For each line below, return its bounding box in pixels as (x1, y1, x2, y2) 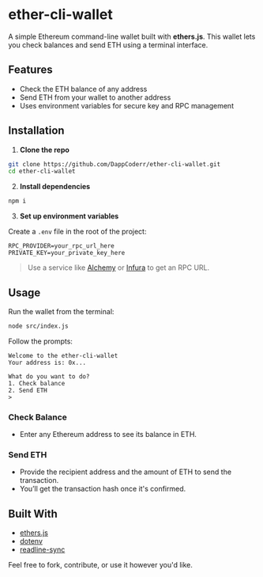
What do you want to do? (8, 372, 90, 381)
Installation (8, 124, 65, 138)
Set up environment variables (19, 211, 119, 221)
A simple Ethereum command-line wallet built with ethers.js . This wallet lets (8, 32, 256, 41)
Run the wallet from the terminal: (8, 307, 115, 316)
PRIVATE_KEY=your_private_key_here (8, 249, 126, 257)
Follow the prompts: (8, 336, 73, 346)
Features (8, 63, 53, 77)
